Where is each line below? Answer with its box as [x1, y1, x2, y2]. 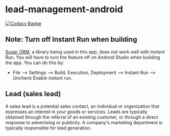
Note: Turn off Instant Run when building [5, 35, 137, 44]
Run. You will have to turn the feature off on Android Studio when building [5, 54, 160, 60]
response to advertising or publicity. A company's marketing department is [5, 119, 163, 125]
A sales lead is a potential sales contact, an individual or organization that [5, 103, 160, 109]
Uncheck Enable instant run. [12, 75, 72, 81]
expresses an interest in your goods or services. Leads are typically [5, 108, 148, 115]
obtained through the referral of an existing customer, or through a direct [5, 114, 158, 120]
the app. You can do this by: [5, 60, 64, 66]
